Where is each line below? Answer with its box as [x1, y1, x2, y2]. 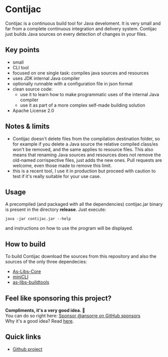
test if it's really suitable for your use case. [12, 173, 101, 179]
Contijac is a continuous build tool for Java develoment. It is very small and [5, 20, 161, 26]
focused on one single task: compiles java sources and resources [12, 70, 149, 76]
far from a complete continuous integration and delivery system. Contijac [5, 25, 157, 31]
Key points [5, 46, 40, 54]
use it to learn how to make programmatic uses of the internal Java [20, 91, 159, 97]
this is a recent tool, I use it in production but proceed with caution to [12, 168, 156, 174]
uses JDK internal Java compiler [12, 75, 80, 81]
